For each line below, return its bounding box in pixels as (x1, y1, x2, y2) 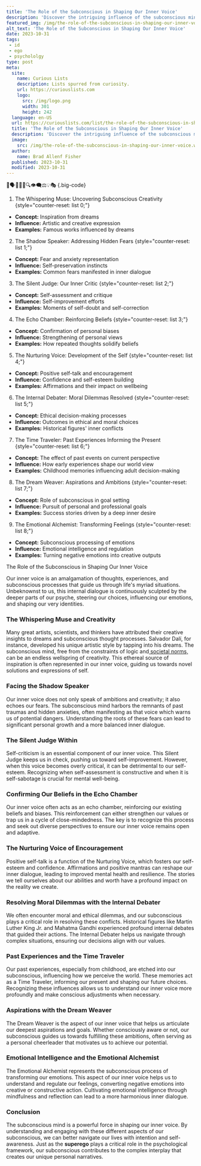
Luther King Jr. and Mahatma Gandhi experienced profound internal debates (6, 924, 194, 931)
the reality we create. (6, 883, 59, 890)
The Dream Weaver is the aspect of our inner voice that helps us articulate (6, 1019, 190, 1027)
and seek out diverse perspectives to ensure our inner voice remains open (6, 823, 190, 830)
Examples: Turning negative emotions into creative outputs (14, 552, 162, 559)
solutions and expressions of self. (6, 667, 89, 674)
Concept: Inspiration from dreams (14, 213, 99, 220)
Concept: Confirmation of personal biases (14, 328, 120, 335)
